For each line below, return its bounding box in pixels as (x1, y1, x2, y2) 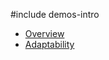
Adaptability (24, 39, 75, 50)
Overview (24, 28, 65, 39)
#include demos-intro (10, 9, 100, 20)
